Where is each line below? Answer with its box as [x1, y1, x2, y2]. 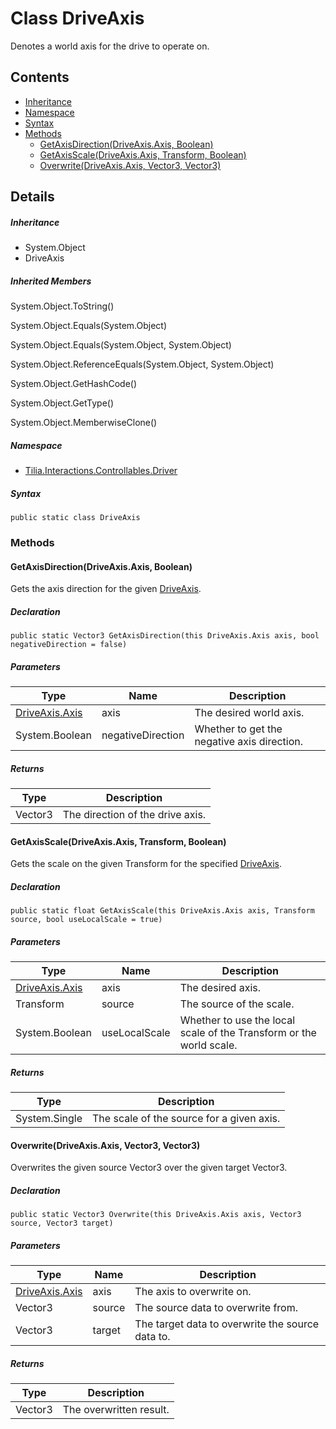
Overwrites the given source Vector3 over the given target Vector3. [10, 1162, 288, 1174]
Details [10, 188, 55, 206]
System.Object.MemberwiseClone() [10, 417, 158, 429]
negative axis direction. [194, 735, 304, 749]
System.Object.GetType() [10, 397, 115, 409]
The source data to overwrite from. [134, 1301, 298, 1315]
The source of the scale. [179, 997, 295, 1011]
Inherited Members [10, 275, 92, 287]
